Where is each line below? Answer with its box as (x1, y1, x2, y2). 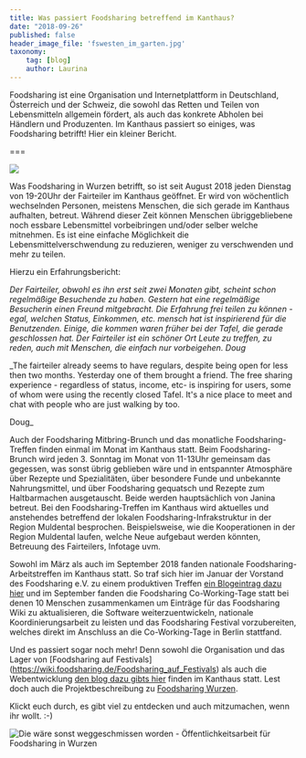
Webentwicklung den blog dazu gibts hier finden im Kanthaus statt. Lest (9, 673, 280, 684)
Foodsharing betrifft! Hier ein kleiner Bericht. (9, 128, 177, 139)
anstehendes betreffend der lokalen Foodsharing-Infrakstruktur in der (9, 511, 272, 522)
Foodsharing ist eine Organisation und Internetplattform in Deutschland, (9, 89, 280, 100)
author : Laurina (26, 65, 89, 74)
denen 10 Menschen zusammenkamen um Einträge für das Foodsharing (9, 597, 280, 608)
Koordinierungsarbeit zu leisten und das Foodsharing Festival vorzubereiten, (9, 616, 297, 627)
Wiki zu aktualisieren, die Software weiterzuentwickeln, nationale (9, 606, 254, 617)
